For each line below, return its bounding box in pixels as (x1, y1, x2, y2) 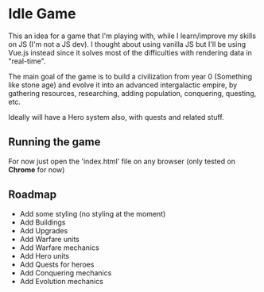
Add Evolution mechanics (19, 276, 103, 286)
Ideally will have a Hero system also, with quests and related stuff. (8, 112, 224, 121)
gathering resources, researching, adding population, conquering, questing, (8, 88, 257, 98)
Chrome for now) (8, 164, 65, 175)
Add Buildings (19, 217, 66, 227)
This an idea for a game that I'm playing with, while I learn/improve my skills (8, 31, 257, 40)
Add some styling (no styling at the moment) (19, 209, 166, 218)
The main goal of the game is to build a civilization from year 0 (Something (8, 71, 253, 81)
